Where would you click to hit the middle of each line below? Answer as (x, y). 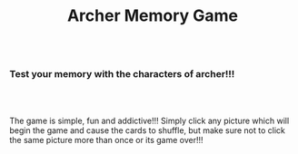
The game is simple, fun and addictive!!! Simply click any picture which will (149, 121)
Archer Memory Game (153, 16)
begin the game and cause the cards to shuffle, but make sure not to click (148, 130)
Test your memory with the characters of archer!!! (122, 73)
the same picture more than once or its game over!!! (106, 140)
